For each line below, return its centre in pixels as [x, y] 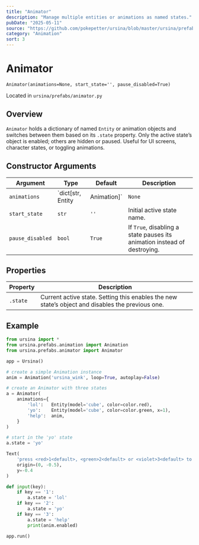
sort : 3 [16, 39]
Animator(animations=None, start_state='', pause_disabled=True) [88, 84]
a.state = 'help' [49, 520]
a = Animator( [24, 394]
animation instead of [157, 242]
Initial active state [153, 210]
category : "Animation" [34, 34]
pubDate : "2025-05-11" [34, 23]
